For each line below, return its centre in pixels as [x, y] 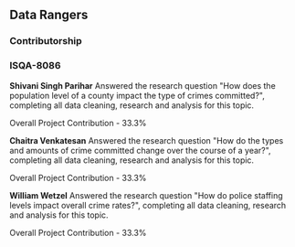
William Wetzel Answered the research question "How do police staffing [146, 195]
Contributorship [46, 41]
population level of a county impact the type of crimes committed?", [137, 95]
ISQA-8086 [35, 66]
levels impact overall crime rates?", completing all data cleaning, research [148, 205]
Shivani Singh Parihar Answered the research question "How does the [142, 85]
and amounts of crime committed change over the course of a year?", [140, 150]
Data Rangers [49, 15]
